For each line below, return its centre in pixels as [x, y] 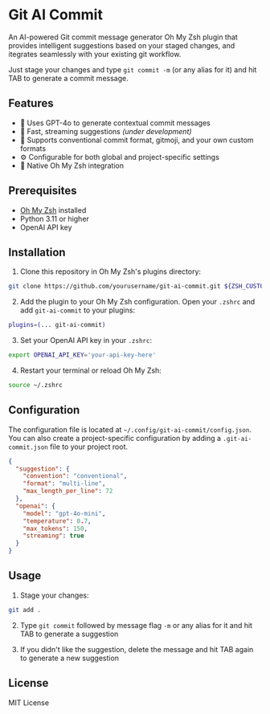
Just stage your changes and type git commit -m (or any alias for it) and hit [133, 69]
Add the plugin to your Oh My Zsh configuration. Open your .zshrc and [137, 302]
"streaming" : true [53, 536]
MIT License [29, 702]
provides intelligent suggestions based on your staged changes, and [122, 45]
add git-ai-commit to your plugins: [77, 310]
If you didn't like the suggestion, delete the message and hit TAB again [137, 649]
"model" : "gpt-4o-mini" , [64, 513]
